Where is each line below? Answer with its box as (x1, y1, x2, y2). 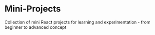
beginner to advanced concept (4, 24, 67, 30)
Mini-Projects (4, 3, 61, 14)
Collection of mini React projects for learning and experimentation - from (4, 19, 151, 25)
